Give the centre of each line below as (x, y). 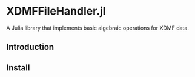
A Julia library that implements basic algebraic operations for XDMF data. (98, 28)
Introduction (30, 47)
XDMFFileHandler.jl (56, 11)
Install (18, 68)
